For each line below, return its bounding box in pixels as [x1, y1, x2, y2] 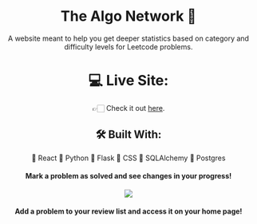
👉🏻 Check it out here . [92, 103, 165, 112]
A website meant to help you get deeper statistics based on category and [7, 33, 250, 43]
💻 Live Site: [88, 72, 169, 90]
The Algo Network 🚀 [61, 7, 196, 26]
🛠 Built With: [95, 128, 162, 142]
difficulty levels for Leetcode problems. [64, 41, 193, 51]
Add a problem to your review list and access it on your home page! [14, 206, 243, 216]
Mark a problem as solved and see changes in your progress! [25, 171, 232, 181]
